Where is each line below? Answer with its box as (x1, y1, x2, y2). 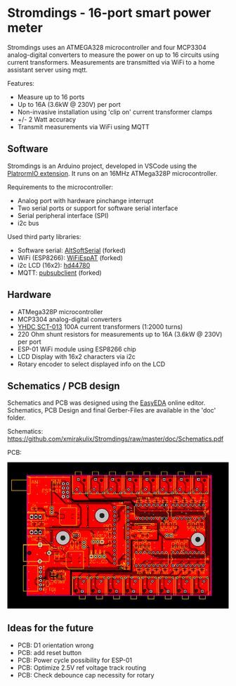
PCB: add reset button (17, 648, 82, 656)
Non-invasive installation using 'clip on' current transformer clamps (17, 108, 213, 116)
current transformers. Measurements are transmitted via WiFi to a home (7, 58, 216, 66)
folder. (7, 413, 26, 422)
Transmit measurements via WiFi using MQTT (17, 122, 150, 131)
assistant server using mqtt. (7, 65, 88, 74)
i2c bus (17, 219, 39, 227)
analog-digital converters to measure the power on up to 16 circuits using (7, 51, 220, 59)
